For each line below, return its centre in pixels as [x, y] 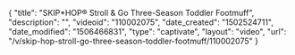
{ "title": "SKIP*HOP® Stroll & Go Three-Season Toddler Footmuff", [131, 13]
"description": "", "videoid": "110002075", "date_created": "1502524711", [141, 22]
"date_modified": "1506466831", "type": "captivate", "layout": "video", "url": [147, 31]
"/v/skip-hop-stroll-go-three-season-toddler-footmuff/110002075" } [133, 41]
